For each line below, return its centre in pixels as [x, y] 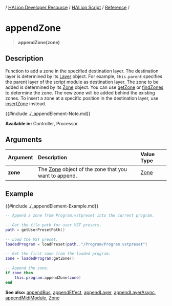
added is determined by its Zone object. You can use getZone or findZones [84, 87]
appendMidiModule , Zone [33, 298]
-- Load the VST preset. [32, 239]
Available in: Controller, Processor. [42, 123]
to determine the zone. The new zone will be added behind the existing [80, 92]
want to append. [58, 176]
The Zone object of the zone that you [82, 169]
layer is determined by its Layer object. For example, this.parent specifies [84, 76]
